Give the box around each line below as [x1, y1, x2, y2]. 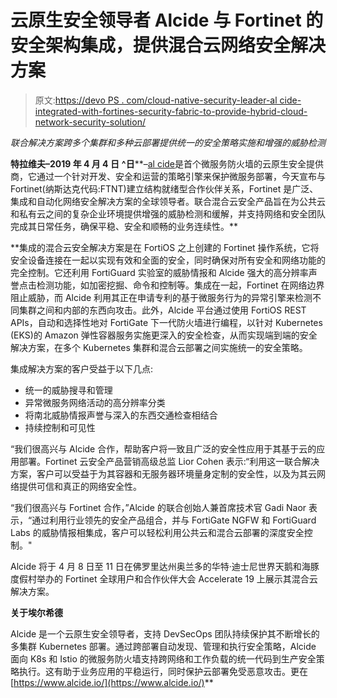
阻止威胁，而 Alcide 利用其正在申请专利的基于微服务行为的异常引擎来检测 [10, 291, 313, 303]
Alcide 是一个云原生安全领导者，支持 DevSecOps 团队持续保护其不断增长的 [10, 627, 320, 640]
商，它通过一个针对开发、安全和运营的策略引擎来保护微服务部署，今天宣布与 [10, 170, 326, 182]
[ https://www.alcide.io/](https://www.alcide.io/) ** [10, 676, 214, 688]
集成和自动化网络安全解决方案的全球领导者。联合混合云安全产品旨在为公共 [10, 195, 317, 207]
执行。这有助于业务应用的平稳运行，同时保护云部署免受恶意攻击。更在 [18, 665, 308, 677]
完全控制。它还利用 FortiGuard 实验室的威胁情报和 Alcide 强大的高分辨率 [10, 266, 309, 278]
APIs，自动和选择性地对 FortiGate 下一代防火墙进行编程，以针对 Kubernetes [10, 316, 323, 328]
